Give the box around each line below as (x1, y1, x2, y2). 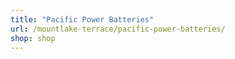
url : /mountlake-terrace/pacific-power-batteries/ (10, 24, 226, 34)
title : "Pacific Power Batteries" (10, 14, 155, 25)
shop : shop (10, 33, 56, 43)
